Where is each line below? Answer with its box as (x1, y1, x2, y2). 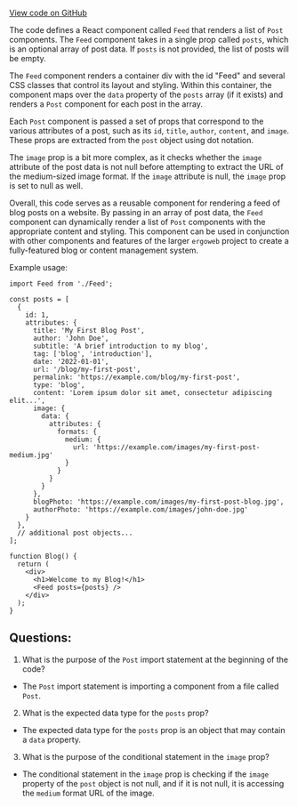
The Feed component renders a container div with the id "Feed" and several (9, 70, 286, 81)
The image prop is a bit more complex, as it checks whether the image (9, 152, 262, 163)
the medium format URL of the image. (21, 787, 156, 798)
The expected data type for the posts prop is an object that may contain (21, 724, 286, 735)
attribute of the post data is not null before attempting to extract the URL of (9, 162, 284, 172)
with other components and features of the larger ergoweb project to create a (9, 236, 289, 246)
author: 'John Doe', (32, 334, 109, 343)
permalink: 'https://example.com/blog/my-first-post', (32, 373, 241, 382)
